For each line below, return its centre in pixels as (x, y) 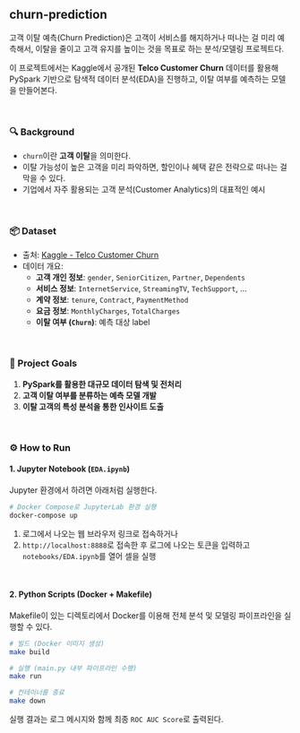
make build (30, 652)
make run (26, 677)
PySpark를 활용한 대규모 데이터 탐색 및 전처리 (102, 384)
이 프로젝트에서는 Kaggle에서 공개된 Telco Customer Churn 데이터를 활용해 (144, 67)
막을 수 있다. (44, 178)
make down (28, 701)
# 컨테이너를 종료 (37, 693)
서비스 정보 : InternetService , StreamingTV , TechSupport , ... (141, 289)
